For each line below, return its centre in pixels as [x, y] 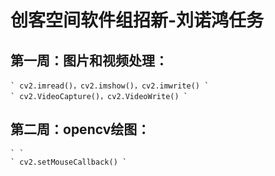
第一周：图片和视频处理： [89, 60]
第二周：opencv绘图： [80, 129]
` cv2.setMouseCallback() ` [69, 162]
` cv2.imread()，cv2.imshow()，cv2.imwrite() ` [110, 86]
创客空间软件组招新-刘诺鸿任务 [137, 20]
